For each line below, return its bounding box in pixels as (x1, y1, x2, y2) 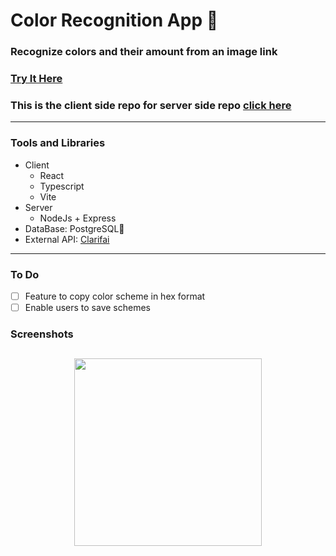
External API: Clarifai (24, 233, 110, 245)
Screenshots (10, 327, 74, 341)
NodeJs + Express (39, 212, 117, 224)
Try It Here (10, 72, 63, 86)
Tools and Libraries (10, 136, 106, 150)
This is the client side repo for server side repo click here (10, 98, 292, 112)
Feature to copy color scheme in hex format (24, 290, 206, 302)
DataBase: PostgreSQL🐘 (24, 222, 125, 234)
